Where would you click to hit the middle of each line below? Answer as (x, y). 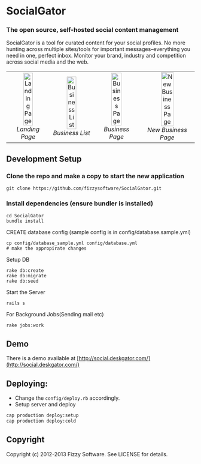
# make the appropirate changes (46, 249)
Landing (28, 129)
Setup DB (18, 260)
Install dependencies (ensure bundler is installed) (80, 203)
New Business (167, 130)
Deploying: (27, 383)
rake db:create (25, 271)
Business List (71, 133)
